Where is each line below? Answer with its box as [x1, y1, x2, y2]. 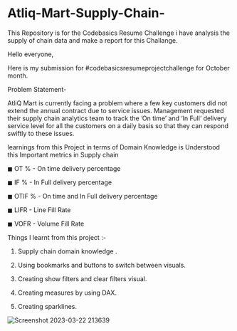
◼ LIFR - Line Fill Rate [7, 205, 71, 214]
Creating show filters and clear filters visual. [17, 274, 147, 283]
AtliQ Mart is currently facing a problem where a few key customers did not [7, 98, 228, 107]
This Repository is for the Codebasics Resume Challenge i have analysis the [7, 28, 230, 37]
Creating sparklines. [17, 302, 77, 310]
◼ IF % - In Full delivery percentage [7, 178, 112, 186]
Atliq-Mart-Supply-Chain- [7, 5, 165, 21]
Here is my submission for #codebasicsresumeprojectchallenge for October [7, 63, 230, 72]
